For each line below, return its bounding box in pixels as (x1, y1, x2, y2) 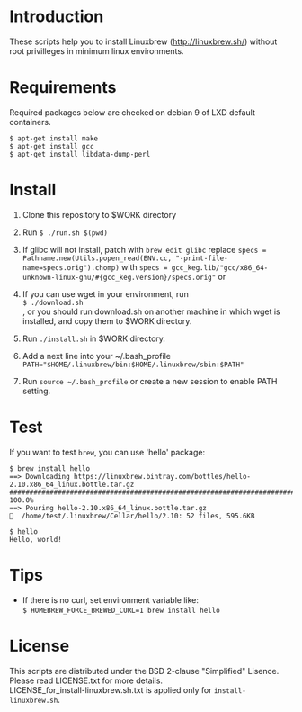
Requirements (9, 77, 117, 98)
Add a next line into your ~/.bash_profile (22, 350, 171, 361)
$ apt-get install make (9, 133, 99, 143)
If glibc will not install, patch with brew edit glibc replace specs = (22, 244, 267, 255)
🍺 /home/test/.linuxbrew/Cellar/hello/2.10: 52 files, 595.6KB (9, 511, 255, 520)
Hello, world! (9, 535, 63, 544)
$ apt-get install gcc (9, 141, 94, 150)
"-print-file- (174, 254, 228, 263)
